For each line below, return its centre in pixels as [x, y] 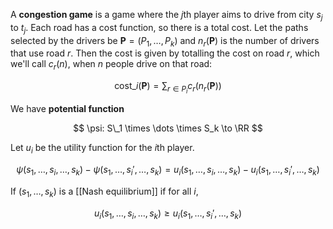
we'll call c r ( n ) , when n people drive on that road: [111, 65]
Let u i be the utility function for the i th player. [102, 149]
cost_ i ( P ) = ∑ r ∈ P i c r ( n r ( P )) [168, 88]
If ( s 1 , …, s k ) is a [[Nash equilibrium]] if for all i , [104, 192]
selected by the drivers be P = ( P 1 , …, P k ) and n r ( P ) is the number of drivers [165, 41]
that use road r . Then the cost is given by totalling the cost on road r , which [165, 53]
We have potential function [67, 109]
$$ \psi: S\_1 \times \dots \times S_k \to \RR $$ [168, 128]
